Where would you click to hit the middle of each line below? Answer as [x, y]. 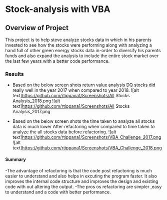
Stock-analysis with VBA [58, 9]
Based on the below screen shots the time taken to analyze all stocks [83, 121]
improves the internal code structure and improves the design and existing [82, 181]
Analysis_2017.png [31, 112]
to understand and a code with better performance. [58, 192]
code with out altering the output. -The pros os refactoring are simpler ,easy [83, 186]
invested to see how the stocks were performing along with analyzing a [79, 45]
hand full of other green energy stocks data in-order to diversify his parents [83, 50]
